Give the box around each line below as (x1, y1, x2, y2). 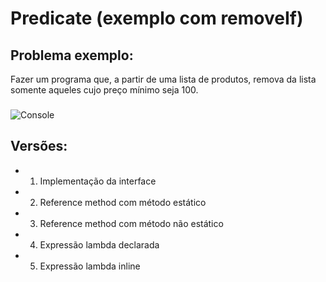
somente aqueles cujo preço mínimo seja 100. (10, 84, 199, 96)
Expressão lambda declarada (39, 238, 160, 251)
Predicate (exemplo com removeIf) (10, 7, 304, 30)
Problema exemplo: (10, 47, 134, 64)
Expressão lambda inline (39, 260, 141, 272)
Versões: (10, 138, 68, 155)
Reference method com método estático (39, 196, 207, 208)
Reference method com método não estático (39, 217, 224, 229)
